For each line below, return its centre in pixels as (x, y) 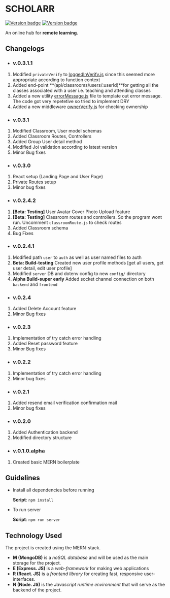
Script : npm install (33, 500)
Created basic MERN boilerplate (46, 462)
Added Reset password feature (45, 344)
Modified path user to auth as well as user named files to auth (77, 257)
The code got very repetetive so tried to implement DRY (71, 101)
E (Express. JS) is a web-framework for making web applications (81, 569)
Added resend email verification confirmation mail (65, 403)
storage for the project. (37, 563)
